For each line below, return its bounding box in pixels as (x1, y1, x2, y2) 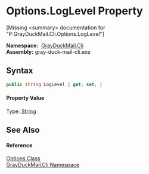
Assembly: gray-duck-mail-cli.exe (6, 48, 91, 55)
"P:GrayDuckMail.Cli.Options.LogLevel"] (6, 30, 104, 37)
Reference (6, 142, 33, 149)
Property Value (6, 94, 45, 102)
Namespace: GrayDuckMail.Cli (6, 42, 84, 49)
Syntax (6, 66, 33, 76)
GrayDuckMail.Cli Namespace (6, 161, 79, 169)
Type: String (6, 108, 36, 115)
